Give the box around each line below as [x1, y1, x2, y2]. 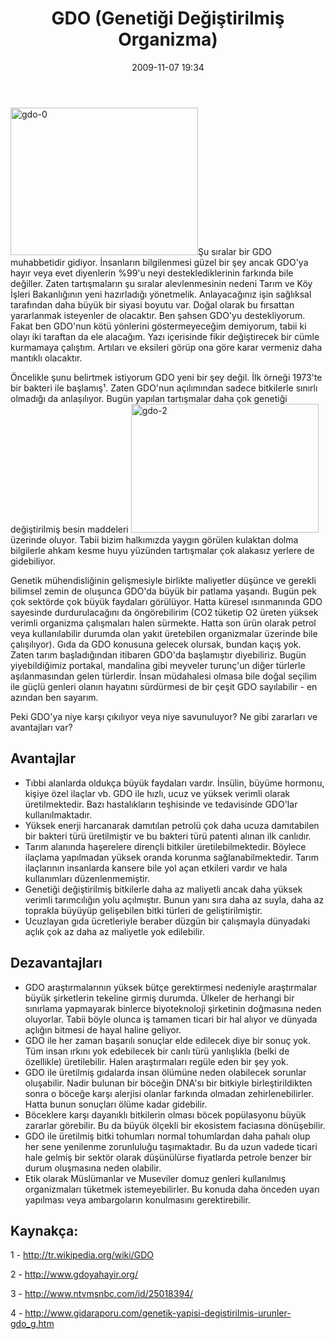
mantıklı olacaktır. [10, 352, 83, 364]
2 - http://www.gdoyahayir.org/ [10, 1268, 138, 1281]
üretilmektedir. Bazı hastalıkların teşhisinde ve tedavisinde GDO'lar [24, 798, 298, 810]
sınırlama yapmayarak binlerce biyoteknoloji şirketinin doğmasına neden [24, 1002, 322, 1014]
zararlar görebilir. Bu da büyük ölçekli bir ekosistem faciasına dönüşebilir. [24, 1119, 326, 1131]
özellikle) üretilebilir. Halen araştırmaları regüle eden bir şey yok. [24, 1055, 289, 1067]
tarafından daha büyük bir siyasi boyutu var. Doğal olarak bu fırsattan [10, 298, 295, 311]
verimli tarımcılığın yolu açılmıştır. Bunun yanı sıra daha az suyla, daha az [24, 893, 325, 906]
